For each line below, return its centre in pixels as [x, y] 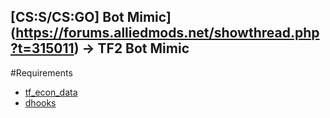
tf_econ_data [51, 92]
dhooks [40, 102]
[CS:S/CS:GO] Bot [67, 17]
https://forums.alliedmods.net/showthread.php [167, 33]
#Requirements [41, 72]
